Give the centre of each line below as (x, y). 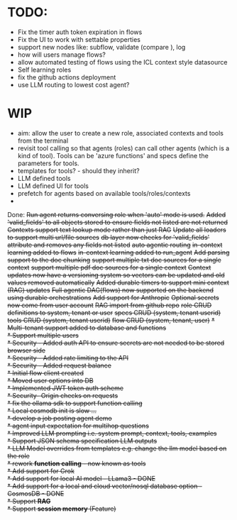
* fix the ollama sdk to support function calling (75, 403)
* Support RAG (29, 501)
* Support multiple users (43, 335)
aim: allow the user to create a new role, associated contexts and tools (120, 133)
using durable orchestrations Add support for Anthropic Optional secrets (113, 297)
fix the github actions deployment (67, 77)
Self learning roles (44, 70)
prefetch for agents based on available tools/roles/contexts (104, 193)
